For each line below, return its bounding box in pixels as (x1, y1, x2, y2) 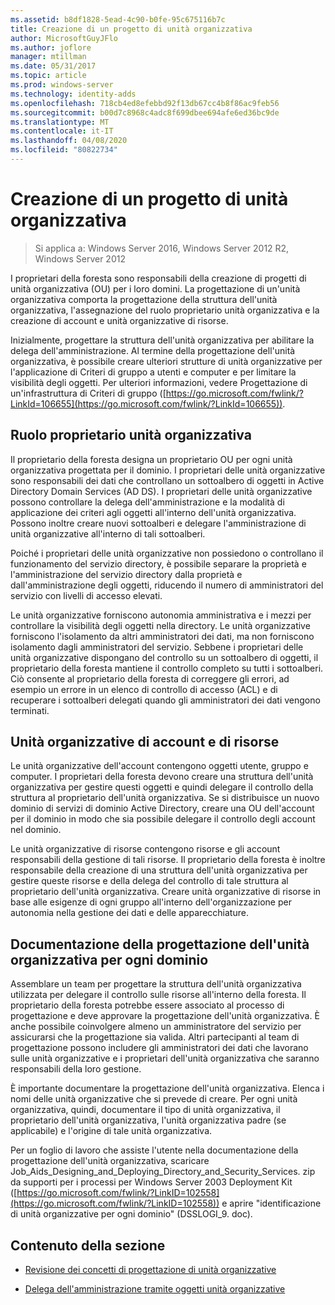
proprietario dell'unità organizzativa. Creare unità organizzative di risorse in (10, 886, 322, 898)
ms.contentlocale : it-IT (10, 126, 114, 136)
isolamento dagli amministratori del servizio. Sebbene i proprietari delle (10, 641, 304, 653)
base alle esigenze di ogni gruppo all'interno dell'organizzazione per (10, 896, 292, 908)
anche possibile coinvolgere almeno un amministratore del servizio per (10, 1021, 302, 1033)
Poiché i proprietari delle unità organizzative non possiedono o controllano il (10, 547, 324, 559)
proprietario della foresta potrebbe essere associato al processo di (10, 999, 285, 1011)
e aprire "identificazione (221, 1197, 322, 1210)
